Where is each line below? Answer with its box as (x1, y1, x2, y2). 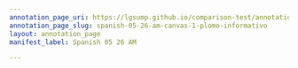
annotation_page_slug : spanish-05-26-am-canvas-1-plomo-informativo (9, 21, 268, 30)
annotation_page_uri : (9, 12, 90, 22)
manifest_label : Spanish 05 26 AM (9, 37, 137, 47)
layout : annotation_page (9, 29, 101, 38)
